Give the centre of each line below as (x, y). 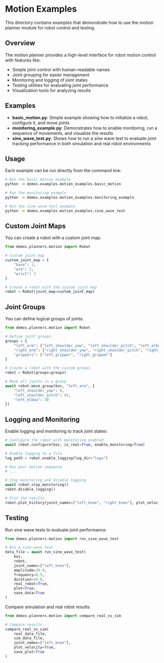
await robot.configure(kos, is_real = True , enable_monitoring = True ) (75, 444)
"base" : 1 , (25, 265)
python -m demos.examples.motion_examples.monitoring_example (70, 198)
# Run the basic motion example (38, 179)
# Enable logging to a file (34, 453)
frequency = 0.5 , (29, 575)
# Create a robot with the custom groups (48, 368)
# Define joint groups (28, 336)
